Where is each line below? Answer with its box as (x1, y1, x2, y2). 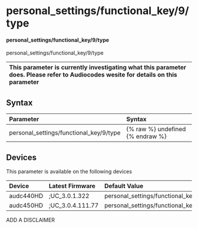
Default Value (104, 182, 143, 190)
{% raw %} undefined (126, 125, 186, 133)
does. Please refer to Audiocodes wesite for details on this (9, 71, 177, 79)
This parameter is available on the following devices (6, 168, 133, 175)
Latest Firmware (48, 182, 96, 190)
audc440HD (9, 192, 43, 200)
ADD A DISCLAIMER (6, 216, 55, 224)
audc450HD (9, 202, 43, 210)
